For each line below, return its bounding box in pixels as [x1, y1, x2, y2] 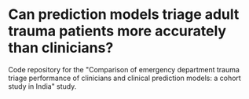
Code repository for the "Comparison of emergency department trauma [8, 64, 240, 74]
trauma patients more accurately [8, 22, 226, 40]
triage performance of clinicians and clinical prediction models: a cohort [8, 73, 241, 82]
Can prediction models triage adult [8, 5, 240, 24]
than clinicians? [8, 39, 114, 57]
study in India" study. [8, 81, 77, 91]
